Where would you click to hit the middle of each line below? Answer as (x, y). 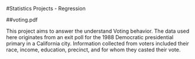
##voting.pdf (22, 20)
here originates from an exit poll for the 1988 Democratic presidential (90, 37)
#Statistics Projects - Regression (46, 8)
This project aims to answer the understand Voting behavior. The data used (98, 31)
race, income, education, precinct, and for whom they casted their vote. (93, 50)
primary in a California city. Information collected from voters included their (97, 44)
